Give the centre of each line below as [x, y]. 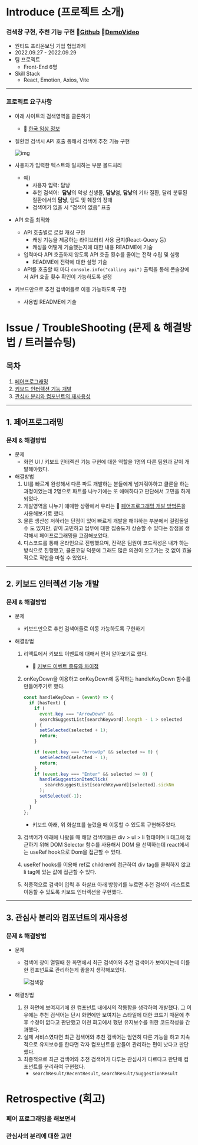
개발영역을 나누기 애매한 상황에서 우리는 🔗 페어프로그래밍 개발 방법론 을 [105, 506]
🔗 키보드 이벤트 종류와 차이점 [65, 666]
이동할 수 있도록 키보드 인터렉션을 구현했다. [73, 892]
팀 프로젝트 [27, 60]
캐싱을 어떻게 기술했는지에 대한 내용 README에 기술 [93, 247]
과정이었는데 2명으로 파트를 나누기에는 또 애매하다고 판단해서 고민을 [101, 492]
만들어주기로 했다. [44, 687]
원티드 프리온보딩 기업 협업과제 [50, 46]
